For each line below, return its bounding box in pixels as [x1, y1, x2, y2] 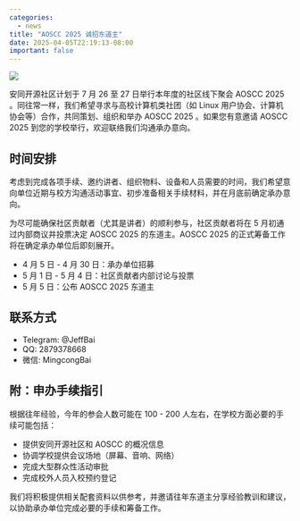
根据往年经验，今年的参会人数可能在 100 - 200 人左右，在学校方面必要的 [9, 408, 277, 419]
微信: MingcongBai [21, 354, 92, 365]
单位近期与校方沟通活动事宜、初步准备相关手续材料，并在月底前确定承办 [16, 187, 283, 197]
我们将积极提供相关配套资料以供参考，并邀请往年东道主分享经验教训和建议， [9, 491, 291, 501]
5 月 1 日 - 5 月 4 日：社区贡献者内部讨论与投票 [21, 270, 195, 281]
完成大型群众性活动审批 [21, 461, 109, 472]
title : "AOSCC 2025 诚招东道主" [9, 29, 123, 38]
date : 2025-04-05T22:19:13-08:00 [9, 38, 134, 47]
